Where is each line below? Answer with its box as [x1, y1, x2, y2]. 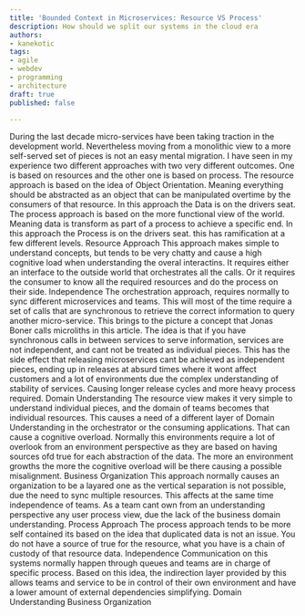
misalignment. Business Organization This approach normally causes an [9, 471, 280, 482]
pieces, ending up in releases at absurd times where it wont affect [9, 364, 257, 375]
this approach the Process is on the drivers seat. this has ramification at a [9, 228, 285, 239]
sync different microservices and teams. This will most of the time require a [9, 296, 293, 307]
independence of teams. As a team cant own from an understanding [9, 499, 266, 511]
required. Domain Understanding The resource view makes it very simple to [9, 393, 293, 404]
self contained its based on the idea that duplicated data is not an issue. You [9, 528, 296, 539]
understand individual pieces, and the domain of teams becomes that [9, 402, 269, 413]
